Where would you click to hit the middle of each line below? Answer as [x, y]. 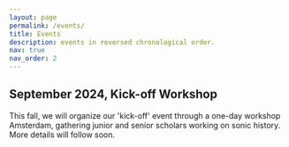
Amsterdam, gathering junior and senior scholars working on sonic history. [145, 125]
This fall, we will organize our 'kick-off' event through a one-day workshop [145, 115]
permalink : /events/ [47, 26]
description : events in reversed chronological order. [112, 42]
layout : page [33, 17]
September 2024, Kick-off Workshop [114, 94]
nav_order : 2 [33, 58]
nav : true [27, 50]
